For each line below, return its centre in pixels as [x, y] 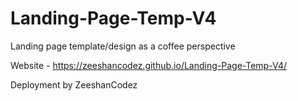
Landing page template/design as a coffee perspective [123, 46]
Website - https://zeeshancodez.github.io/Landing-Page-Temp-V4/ [149, 65]
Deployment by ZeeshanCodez [74, 84]
